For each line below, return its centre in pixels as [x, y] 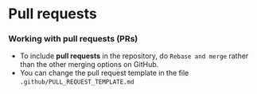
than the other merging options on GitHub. [89, 65]
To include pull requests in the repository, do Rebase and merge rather [134, 56]
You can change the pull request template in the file [104, 73]
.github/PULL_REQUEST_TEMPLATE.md [77, 82]
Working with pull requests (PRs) [73, 39]
